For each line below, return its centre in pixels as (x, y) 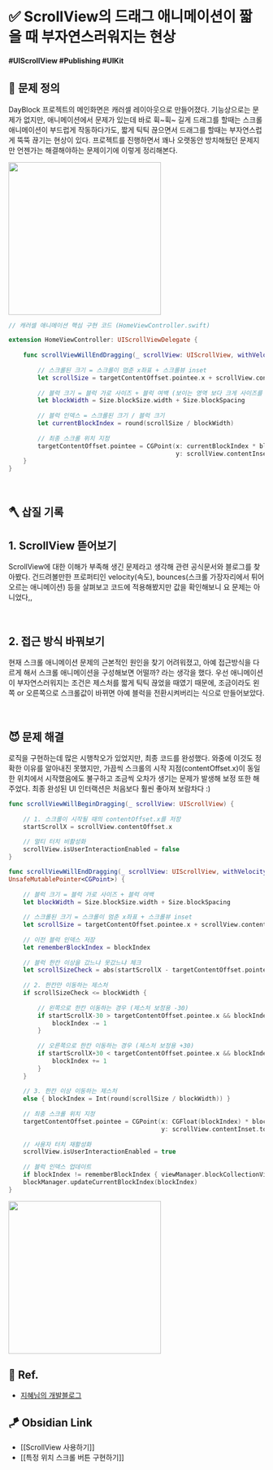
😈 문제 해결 (37, 737)
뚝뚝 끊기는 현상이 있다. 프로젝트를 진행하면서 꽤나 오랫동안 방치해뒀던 (127, 140)
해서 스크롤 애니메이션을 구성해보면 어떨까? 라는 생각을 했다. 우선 (126, 673)
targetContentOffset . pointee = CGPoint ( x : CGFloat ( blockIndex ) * (136, 1121)
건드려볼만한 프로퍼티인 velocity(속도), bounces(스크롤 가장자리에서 (141, 577)
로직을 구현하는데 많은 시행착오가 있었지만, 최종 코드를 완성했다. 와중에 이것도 (131, 758)
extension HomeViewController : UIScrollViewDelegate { (103, 340)
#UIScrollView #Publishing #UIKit (66, 60)
